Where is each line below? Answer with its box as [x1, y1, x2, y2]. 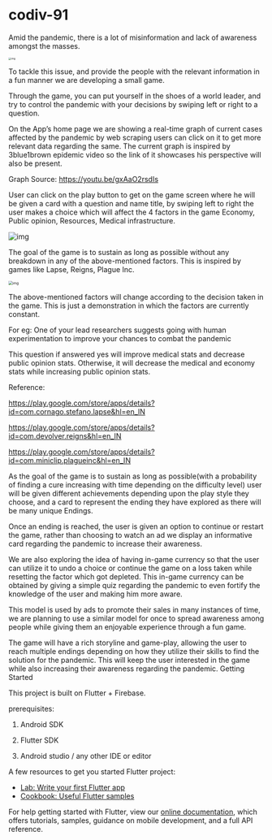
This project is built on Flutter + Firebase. [8, 688, 146, 698]
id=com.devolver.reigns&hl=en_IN [8, 431, 122, 441]
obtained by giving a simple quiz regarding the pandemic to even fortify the [8, 581, 261, 591]
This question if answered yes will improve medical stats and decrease [8, 349, 245, 359]
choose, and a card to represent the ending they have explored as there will [8, 497, 261, 507]
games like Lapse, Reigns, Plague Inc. [8, 265, 136, 275]
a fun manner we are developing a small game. [8, 76, 165, 85]
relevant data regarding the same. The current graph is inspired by [8, 141, 231, 151]
